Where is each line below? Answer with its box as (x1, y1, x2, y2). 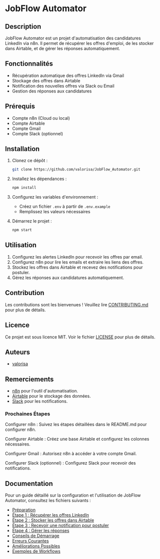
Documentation (5, 479, 53, 487)
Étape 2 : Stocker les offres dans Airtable (12, 517, 95, 523)
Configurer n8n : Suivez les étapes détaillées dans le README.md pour (5, 422, 147, 428)
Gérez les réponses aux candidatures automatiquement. (12, 275, 125, 280)
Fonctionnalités (5, 59, 53, 68)
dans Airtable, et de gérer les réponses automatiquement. (5, 46, 120, 51)
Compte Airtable (12, 120, 45, 126)
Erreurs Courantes (12, 538, 49, 544)
